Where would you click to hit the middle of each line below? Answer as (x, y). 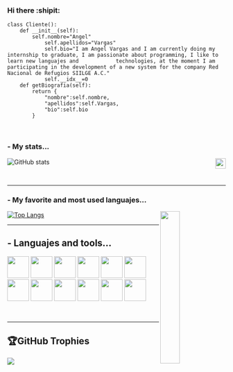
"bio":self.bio (66, 110)
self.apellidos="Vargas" (80, 43)
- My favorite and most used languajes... (77, 200)
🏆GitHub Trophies (49, 341)
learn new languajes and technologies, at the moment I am (111, 61)
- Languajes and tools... (60, 243)
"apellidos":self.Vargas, (81, 104)
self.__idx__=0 (66, 79)
